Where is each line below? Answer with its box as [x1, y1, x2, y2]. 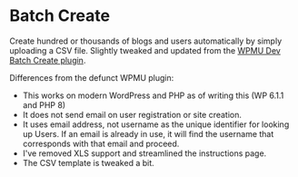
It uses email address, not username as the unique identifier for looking [22, 119, 290, 130]
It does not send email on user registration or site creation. [22, 109, 243, 120]
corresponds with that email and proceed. [22, 138, 180, 149]
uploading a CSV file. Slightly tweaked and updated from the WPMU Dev [9, 44, 282, 55]
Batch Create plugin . [9, 54, 86, 65]
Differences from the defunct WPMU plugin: [9, 72, 174, 83]
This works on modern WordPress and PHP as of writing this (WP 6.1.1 [22, 90, 284, 101]
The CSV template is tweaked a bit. [22, 157, 154, 168]
